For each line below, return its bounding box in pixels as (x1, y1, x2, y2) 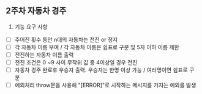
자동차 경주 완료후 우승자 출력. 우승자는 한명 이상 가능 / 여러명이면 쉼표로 (14, 66, 188, 74)
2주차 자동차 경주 (6, 5, 67, 16)
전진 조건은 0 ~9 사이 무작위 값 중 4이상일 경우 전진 (14, 59, 138, 65)
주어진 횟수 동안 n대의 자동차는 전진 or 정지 (14, 36, 118, 43)
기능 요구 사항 (14, 23, 48, 30)
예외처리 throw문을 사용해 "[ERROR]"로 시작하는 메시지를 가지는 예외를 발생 (14, 81, 196, 89)
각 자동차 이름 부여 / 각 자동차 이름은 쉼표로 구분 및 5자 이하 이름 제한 (14, 43, 179, 50)
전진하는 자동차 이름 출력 (14, 51, 74, 58)
